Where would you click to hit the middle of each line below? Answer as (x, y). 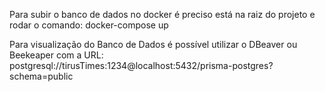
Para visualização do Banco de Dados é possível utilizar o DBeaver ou (153, 44)
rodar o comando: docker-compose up (89, 25)
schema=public (41, 76)
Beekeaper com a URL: (56, 55)
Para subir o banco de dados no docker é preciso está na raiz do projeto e (162, 14)
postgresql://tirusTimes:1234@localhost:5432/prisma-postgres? (141, 65)
